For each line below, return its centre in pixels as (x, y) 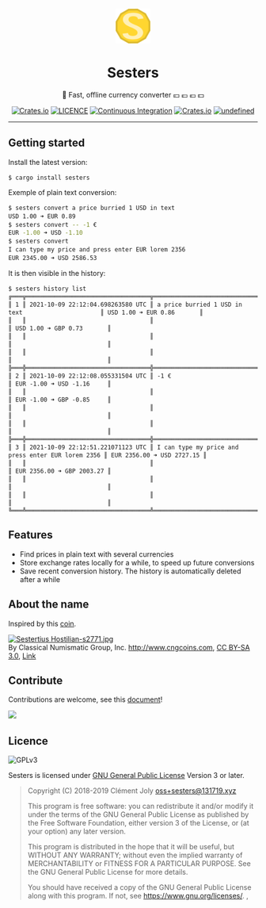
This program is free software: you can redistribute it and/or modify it (141, 806)
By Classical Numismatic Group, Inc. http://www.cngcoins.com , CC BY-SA (129, 647)
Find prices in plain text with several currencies (97, 554)
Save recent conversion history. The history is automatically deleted (130, 571)
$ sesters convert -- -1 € (53, 224)
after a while (40, 579)
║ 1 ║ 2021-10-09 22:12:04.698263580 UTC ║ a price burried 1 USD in (125, 305)
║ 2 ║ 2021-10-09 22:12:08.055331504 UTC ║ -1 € (90, 376)
